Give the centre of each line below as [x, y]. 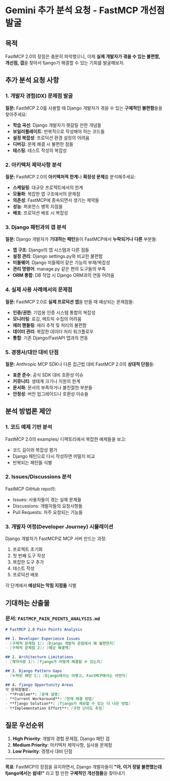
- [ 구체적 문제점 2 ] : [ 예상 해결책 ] [38, 648]
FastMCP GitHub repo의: [31, 489]
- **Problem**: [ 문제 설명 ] [33, 694]
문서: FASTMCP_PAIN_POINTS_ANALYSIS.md [53, 618]
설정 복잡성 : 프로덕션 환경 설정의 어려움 [51, 138]
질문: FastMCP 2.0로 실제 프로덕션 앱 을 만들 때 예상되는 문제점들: [70, 301]
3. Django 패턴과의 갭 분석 [36, 227]
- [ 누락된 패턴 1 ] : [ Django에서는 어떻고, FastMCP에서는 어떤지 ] [67, 676]
